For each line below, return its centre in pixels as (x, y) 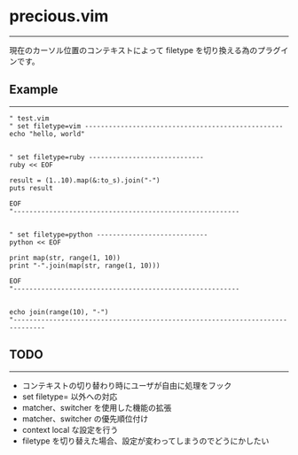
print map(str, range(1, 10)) (65, 258)
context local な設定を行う (70, 429)
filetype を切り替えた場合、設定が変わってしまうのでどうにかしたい (145, 441)
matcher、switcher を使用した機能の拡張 (97, 407)
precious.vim (59, 16)
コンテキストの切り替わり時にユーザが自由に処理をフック (127, 385)
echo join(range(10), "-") (59, 312)
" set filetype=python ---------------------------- (109, 235)
